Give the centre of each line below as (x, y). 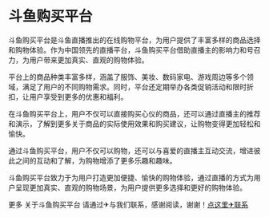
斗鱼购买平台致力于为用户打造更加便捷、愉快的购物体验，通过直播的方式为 (131, 177)
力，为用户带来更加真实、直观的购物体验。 (78, 60)
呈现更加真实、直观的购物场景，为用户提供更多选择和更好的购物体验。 (130, 187)
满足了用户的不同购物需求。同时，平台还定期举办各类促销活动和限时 (134, 87)
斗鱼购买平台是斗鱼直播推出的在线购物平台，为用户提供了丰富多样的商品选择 (134, 40)
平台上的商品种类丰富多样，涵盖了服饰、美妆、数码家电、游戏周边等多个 (127, 77)
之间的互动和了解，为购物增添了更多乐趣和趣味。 (96, 160)
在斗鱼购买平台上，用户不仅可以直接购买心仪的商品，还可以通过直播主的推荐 (134, 113)
